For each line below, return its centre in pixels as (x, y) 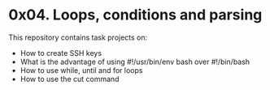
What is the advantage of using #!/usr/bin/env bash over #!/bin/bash (135, 62)
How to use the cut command (70, 79)
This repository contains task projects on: (78, 37)
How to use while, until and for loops (81, 70)
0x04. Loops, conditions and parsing (135, 15)
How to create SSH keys (61, 53)
